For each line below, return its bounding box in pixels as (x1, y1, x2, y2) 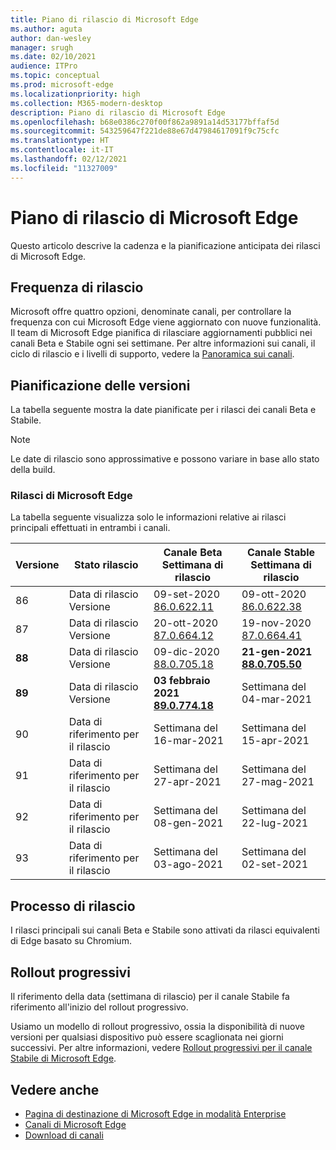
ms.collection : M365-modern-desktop (10, 98, 163, 108)
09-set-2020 (153, 587, 221, 601)
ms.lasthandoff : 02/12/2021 (10, 154, 128, 164)
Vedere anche (10, 1081, 100, 1098)
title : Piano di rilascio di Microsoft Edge (10, 14, 199, 25)
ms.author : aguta (10, 24, 83, 34)
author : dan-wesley (10, 33, 92, 43)
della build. (10, 464, 56, 476)
